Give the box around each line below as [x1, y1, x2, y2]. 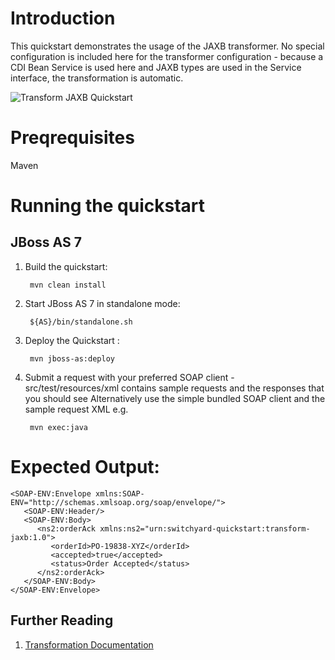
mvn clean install [29, 280, 107, 290]
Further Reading [10, 612, 114, 629]
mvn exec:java [29, 422, 89, 432]
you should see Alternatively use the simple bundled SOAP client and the [24, 392, 326, 404]
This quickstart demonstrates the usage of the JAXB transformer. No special [10, 40, 325, 52]
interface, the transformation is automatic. [10, 72, 184, 84]
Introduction [10, 7, 116, 30]
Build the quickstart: [24, 260, 108, 272]
